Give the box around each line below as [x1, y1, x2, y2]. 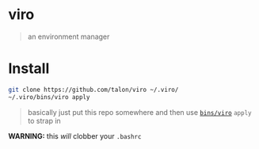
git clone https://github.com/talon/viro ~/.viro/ [8, 86, 179, 94]
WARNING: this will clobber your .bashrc [8, 131, 142, 140]
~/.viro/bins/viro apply [8, 93, 90, 101]
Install [8, 59, 50, 78]
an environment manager [27, 32, 110, 41]
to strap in [27, 116, 61, 125]
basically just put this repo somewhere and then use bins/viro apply [27, 107, 252, 117]
